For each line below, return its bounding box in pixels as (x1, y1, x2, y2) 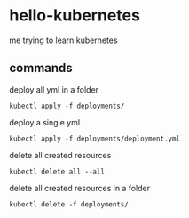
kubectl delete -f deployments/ (9, 199, 129, 209)
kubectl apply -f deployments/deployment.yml (9, 134, 180, 143)
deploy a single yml (9, 117, 81, 127)
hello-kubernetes (9, 5, 140, 26)
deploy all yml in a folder (9, 84, 99, 94)
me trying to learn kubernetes (9, 35, 118, 45)
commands (9, 61, 73, 76)
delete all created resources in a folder (9, 182, 151, 193)
